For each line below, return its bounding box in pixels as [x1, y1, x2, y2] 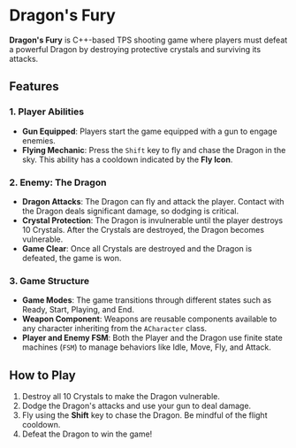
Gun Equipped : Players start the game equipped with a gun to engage [21, 126, 277, 136]
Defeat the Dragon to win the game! [21, 429, 153, 439]
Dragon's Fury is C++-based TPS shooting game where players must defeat [9, 35, 288, 45]
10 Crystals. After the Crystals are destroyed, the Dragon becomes [21, 224, 265, 235]
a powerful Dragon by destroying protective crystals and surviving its [9, 43, 262, 54]
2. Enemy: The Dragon [9, 176, 107, 189]
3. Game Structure [9, 274, 90, 287]
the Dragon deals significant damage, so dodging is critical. [21, 205, 239, 216]
